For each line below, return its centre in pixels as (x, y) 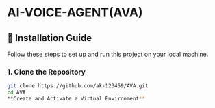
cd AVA (16, 93)
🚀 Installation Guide (50, 38)
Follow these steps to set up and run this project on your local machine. (108, 54)
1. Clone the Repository (46, 72)
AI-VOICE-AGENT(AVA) (75, 13)
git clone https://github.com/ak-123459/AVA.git (78, 86)
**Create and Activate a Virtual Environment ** (76, 99)
